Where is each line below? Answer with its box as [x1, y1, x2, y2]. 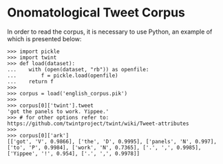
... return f [7, 78, 54, 85]
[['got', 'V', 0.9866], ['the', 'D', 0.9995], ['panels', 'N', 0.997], [7, 138, 217, 145]
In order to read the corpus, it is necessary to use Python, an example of [7, 27, 213, 36]
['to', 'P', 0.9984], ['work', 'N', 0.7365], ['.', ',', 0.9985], [7, 144, 202, 151]
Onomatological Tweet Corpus [7, 5, 186, 21]
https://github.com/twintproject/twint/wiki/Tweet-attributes [7, 120, 189, 127]
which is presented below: [7, 34, 82, 43]
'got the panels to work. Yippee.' [7, 108, 109, 115]
